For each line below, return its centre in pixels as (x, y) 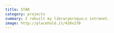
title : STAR (17, 9)
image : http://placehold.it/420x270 (43, 23)
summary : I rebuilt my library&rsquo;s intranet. (57, 18)
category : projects (25, 14)
